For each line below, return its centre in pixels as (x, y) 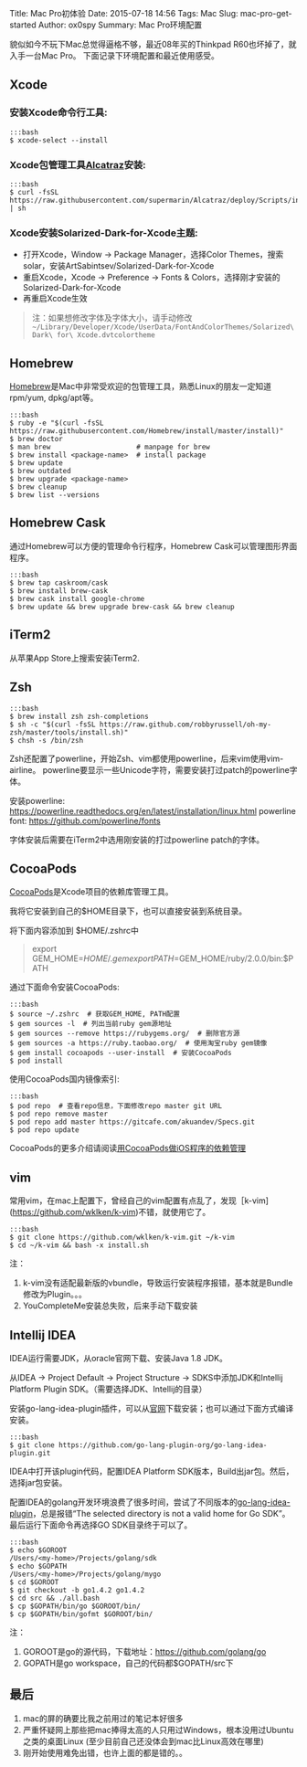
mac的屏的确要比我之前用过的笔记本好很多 (103, 1718)
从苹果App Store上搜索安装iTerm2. (74, 658)
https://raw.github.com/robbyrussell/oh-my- (185, 725)
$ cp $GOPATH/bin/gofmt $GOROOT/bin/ (81, 1614)
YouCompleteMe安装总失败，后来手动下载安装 (110, 1306)
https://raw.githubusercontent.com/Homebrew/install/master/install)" (147, 431)
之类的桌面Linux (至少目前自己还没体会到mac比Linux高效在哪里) (143, 1741)
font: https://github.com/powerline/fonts (85, 820)
